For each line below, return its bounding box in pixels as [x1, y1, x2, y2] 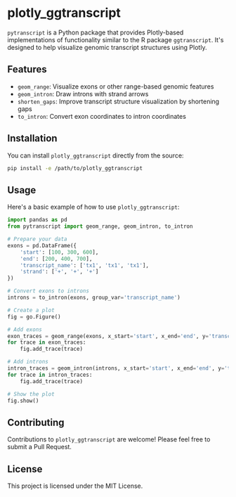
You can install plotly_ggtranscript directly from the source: [7, 151, 184, 160]
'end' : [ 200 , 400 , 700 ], [20, 255, 93, 262]
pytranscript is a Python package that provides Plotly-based [7, 28, 184, 37]
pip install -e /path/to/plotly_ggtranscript [7, 164, 143, 172]
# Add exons [7, 325, 42, 333]
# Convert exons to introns [7, 288, 90, 295]
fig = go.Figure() [7, 313, 61, 321]
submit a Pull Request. [7, 443, 72, 451]
